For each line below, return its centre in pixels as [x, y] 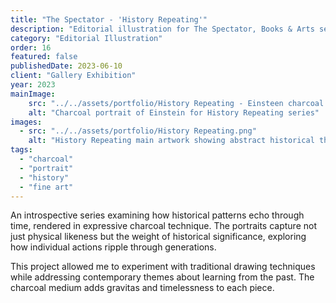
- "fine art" [46, 187]
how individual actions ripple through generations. [113, 247]
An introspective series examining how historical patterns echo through [157, 215]
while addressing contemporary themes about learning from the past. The [162, 277]
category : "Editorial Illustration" [86, 38]
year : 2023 [33, 85]
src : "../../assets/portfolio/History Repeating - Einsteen [156, 103]
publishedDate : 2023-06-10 [66, 66]
